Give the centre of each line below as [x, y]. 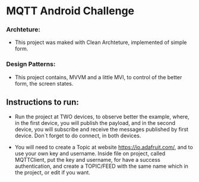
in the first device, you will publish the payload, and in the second [95, 123]
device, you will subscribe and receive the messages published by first [102, 129]
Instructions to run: [42, 102]
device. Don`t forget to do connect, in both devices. [78, 136]
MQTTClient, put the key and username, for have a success [87, 159]
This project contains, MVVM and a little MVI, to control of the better [98, 77]
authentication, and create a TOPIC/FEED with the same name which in [102, 166]
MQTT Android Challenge [70, 11]
